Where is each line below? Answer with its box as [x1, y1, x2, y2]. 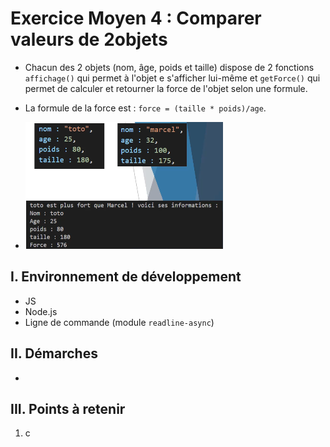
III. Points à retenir [10, 400, 126, 417]
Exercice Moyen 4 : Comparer [10, 7, 262, 30]
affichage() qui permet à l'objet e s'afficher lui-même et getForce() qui [24, 72, 321, 84]
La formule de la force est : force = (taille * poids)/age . [24, 102, 267, 114]
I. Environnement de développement [10, 268, 242, 286]
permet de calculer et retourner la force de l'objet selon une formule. [24, 82, 308, 94]
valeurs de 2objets [10, 28, 168, 51]
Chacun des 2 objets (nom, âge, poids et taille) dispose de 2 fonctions [24, 61, 315, 73]
